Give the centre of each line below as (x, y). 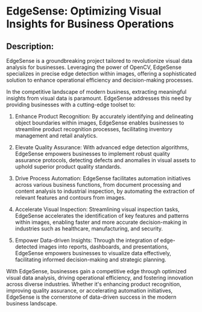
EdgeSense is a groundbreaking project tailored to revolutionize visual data (99, 61)
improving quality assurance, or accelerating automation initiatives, (90, 291)
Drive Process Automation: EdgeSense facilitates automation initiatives (103, 178)
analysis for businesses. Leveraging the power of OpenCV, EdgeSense (94, 67)
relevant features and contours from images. (70, 197)
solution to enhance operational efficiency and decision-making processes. (100, 80)
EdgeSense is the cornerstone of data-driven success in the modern (91, 297)
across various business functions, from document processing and (98, 185)
